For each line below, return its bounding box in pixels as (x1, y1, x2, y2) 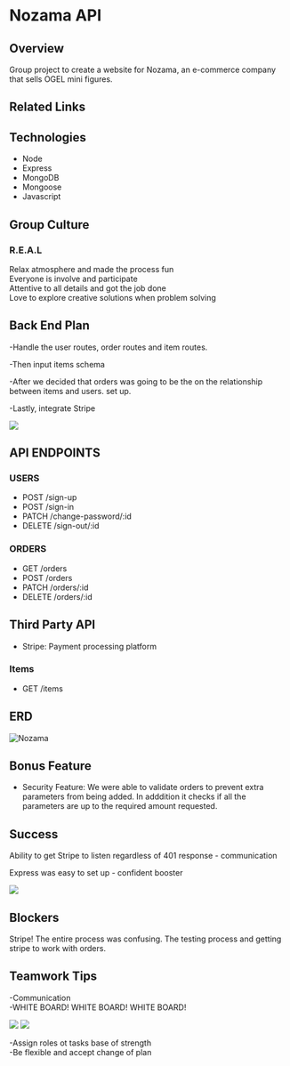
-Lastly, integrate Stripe (9, 402, 96, 414)
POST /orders (21, 572, 73, 583)
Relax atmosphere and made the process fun (9, 263, 174, 274)
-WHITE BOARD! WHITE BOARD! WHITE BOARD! (9, 1002, 187, 1013)
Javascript (21, 191, 61, 202)
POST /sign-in (21, 502, 75, 513)
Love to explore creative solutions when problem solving (9, 292, 216, 303)
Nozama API (9, 5, 102, 26)
